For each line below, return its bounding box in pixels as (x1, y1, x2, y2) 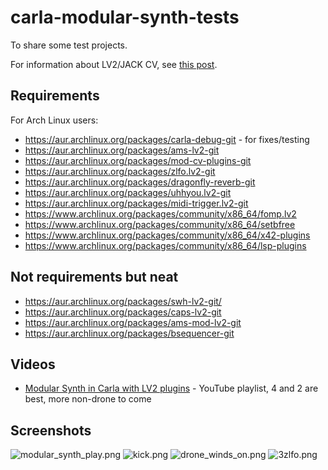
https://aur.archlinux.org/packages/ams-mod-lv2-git (24, 316, 242, 328)
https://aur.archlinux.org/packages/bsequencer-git (24, 327, 235, 339)
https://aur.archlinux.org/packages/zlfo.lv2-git (24, 165, 216, 177)
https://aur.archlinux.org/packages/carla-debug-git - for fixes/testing (24, 133, 310, 145)
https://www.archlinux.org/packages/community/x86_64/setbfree (24, 218, 296, 230)
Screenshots (10, 422, 92, 439)
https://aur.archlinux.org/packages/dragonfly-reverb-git (24, 176, 256, 188)
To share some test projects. (10, 39, 128, 51)
